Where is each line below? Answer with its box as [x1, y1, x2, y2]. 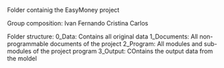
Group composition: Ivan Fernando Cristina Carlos [7, 19, 149, 27]
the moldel [7, 54, 38, 63]
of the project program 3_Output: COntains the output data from [33, 47, 214, 55]
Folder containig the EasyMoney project [7, 6, 120, 14]
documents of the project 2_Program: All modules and [50, 40, 203, 47]
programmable [7, 40, 49, 47]
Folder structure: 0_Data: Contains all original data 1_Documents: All [7, 32, 199, 41]
